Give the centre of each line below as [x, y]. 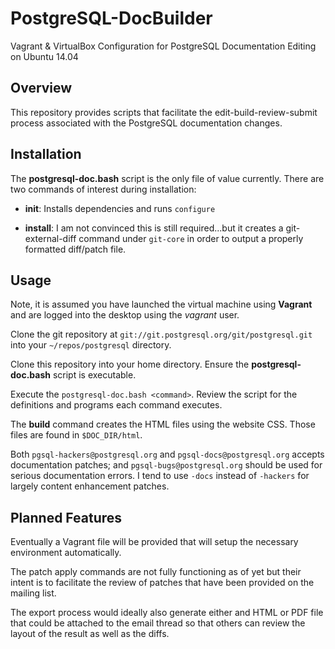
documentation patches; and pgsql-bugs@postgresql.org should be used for [166, 465]
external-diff [50, 238]
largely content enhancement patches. [90, 486]
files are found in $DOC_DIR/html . [76, 435]
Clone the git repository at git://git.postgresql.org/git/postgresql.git [161, 334]
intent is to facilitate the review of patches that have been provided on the [162, 583]
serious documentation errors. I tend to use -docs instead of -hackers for [160, 476]
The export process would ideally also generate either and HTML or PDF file [167, 613]
